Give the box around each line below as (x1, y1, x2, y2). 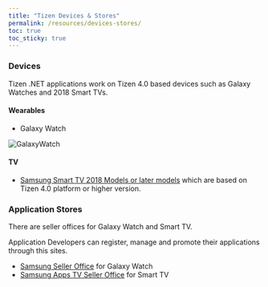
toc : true (8, 26, 42, 34)
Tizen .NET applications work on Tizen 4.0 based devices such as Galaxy (8, 79, 251, 88)
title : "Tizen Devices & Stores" (8, 11, 120, 20)
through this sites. (8, 246, 68, 256)
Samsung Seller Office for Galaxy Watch (19, 261, 153, 271)
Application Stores (8, 204, 83, 215)
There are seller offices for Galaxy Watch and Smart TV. (8, 222, 193, 232)
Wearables (8, 106, 46, 115)
